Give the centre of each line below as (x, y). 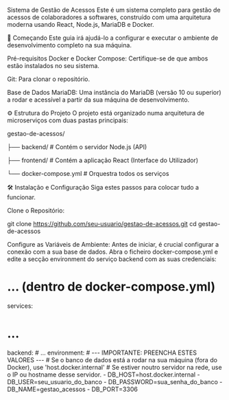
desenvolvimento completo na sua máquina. (70, 45)
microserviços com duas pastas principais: (68, 120)
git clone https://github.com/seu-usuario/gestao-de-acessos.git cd (102, 224)
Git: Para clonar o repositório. (49, 79)
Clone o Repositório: (36, 210)
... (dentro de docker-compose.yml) (111, 287)
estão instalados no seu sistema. (53, 66)
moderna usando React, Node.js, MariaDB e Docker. (81, 24)
